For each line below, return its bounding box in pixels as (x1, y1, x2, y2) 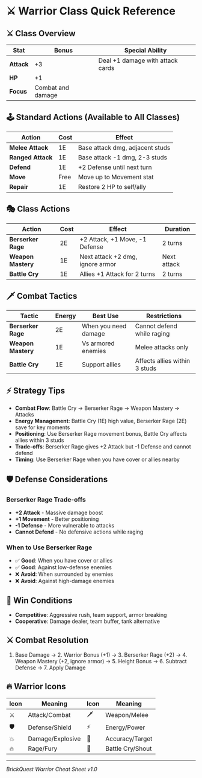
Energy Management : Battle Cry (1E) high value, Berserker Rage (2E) (14, 418, 187, 425)
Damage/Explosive (28, 735, 81, 743)
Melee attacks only (135, 343, 189, 351)
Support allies (82, 360, 121, 369)
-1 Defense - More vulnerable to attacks (14, 521, 115, 529)
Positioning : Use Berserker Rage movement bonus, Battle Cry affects (14, 430, 188, 438)
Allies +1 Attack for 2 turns (79, 270, 156, 278)
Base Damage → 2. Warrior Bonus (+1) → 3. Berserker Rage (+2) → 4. (14, 651, 188, 658)
